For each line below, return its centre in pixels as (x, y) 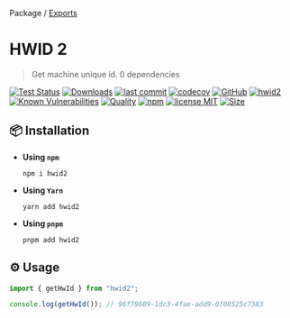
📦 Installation (50, 131)
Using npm (41, 157)
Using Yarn (43, 190)
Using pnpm (43, 223)
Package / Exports (44, 13)
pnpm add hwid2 (51, 240)
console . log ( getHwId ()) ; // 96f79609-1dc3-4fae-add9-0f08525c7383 (136, 304)
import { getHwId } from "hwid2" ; (74, 288)
